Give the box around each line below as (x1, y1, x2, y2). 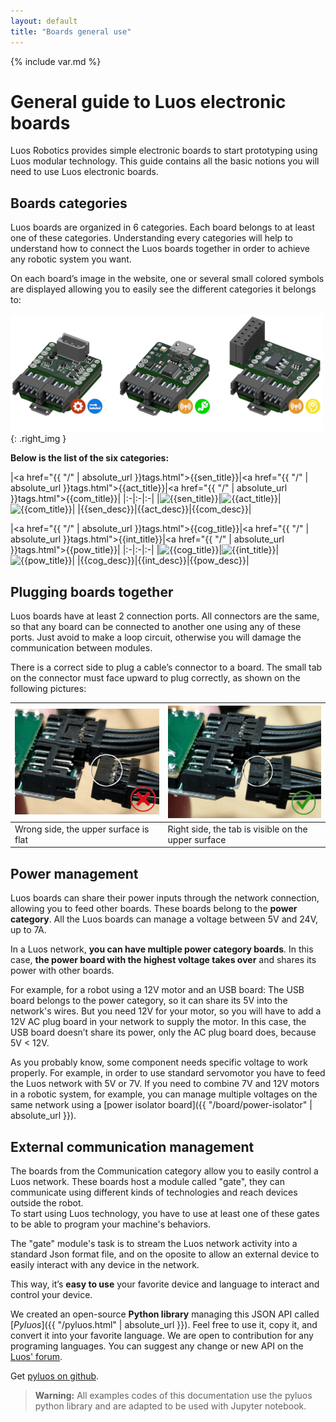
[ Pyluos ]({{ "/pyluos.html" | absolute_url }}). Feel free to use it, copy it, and (10, 1318, 318, 1330)
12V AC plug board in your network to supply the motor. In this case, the (10, 1016, 307, 1028)
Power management (10, 865, 139, 882)
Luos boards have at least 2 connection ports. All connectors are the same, (10, 610, 320, 622)
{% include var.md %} (10, 55, 102, 67)
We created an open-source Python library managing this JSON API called (10, 1308, 320, 1320)
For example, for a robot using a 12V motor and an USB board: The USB (10, 984, 305, 996)
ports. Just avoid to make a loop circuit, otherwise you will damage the (10, 631, 302, 644)
